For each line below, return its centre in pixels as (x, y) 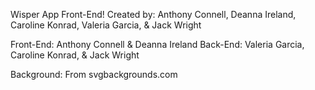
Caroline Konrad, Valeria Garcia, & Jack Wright (106, 25)
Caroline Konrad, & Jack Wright (75, 55)
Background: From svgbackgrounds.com (94, 74)
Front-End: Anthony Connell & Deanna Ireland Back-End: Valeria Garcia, (157, 44)
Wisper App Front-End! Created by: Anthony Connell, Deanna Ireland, (153, 14)
